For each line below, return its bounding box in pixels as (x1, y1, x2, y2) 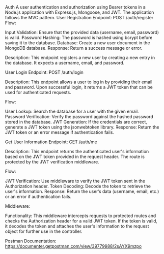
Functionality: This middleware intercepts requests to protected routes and (5, 213, 156, 219)
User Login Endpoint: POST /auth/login (5, 69, 83, 75)
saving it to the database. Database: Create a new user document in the (5, 40, 150, 46)
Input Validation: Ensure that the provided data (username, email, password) (5, 30, 159, 35)
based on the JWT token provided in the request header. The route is (5, 154, 145, 159)
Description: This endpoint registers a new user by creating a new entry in (5, 55, 155, 61)
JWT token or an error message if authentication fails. (5, 129, 114, 135)
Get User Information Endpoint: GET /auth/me (5, 139, 97, 145)
